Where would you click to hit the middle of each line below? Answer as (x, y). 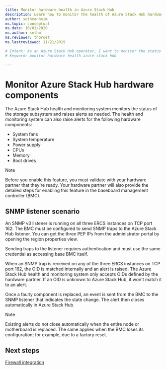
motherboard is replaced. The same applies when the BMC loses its (75, 330)
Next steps (22, 350)
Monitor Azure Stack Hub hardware (80, 84)
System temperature (33, 140)
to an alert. (16, 285)
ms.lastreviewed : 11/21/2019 (35, 42)
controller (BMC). (23, 196)
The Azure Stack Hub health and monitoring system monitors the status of (81, 109)
